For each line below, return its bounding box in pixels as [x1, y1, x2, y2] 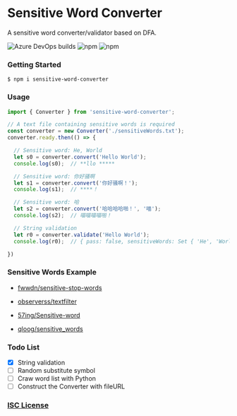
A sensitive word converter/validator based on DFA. [7, 28, 157, 37]
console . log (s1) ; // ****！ [13, 186, 99, 193]
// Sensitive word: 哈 [13, 199, 80, 206]
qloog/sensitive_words [17, 324, 83, 333]
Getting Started [7, 59, 61, 69]
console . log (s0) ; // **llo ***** [13, 160, 115, 167]
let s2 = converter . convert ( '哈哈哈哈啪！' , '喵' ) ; [13, 205, 162, 213]
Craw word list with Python [17, 374, 97, 383]
